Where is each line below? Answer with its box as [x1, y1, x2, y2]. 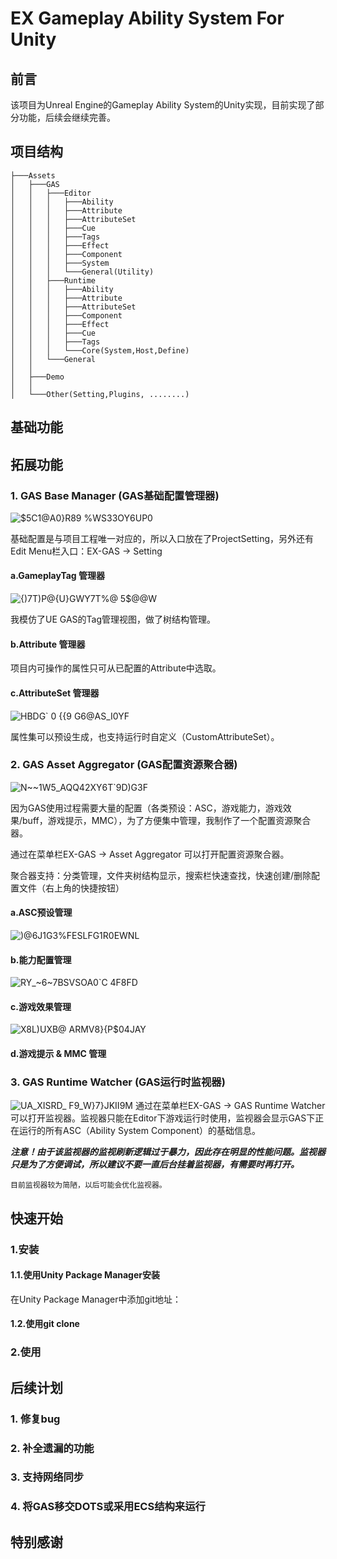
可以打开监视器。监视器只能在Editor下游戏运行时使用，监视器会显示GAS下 [10, 1112, 316, 1124]
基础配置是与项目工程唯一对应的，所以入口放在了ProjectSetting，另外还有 [10, 532, 315, 544]
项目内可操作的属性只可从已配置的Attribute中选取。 [10, 662, 222, 674]
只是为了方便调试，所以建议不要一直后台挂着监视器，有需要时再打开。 [10, 1158, 300, 1171]
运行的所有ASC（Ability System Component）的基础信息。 [18, 1125, 262, 1137]
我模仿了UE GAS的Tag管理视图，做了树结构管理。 [10, 613, 217, 626]
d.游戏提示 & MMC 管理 [10, 1048, 107, 1059]
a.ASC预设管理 [10, 907, 73, 919]
